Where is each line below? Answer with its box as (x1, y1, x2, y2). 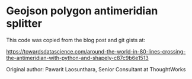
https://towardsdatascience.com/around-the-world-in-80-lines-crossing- (6, 48, 186, 55)
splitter (6, 17, 43, 30)
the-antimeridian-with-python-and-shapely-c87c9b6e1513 (6, 54, 149, 61)
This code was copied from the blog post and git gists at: (6, 36, 146, 43)
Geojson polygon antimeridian (6, 4, 158, 18)
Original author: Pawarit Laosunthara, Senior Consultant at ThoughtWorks (6, 65, 186, 72)
